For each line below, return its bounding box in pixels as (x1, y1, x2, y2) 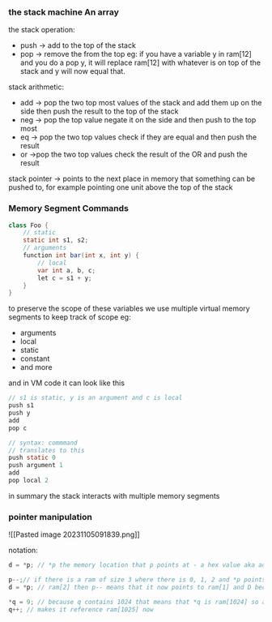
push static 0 (8, 453, 57, 462)
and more (19, 362, 53, 372)
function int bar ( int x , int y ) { (23, 251, 139, 260)
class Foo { (8, 221, 49, 229)
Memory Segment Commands (8, 203, 130, 214)
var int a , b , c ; (37, 266, 96, 274)
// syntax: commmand (8, 439, 79, 447)
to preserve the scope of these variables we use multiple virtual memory (8, 303, 250, 314)
